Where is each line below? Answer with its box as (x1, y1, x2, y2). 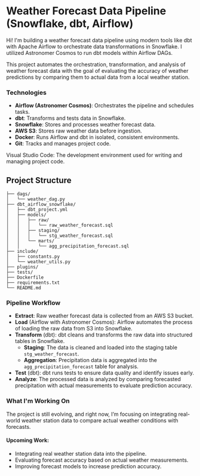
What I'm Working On (6, 397, 70, 405)
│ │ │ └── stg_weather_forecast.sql (6, 233, 113, 239)
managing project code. (6, 158, 65, 165)
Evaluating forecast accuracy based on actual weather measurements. (14, 456, 189, 463)
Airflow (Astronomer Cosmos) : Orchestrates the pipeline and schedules (14, 102, 194, 109)
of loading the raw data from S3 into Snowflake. (14, 325, 133, 332)
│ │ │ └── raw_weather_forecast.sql (6, 222, 113, 228)
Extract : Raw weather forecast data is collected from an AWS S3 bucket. (14, 312, 194, 320)
